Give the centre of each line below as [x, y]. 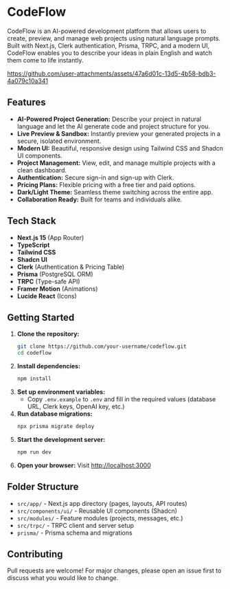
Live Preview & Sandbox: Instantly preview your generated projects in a [119, 133]
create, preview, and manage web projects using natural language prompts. [114, 38]
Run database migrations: [55, 414]
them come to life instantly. [45, 60]
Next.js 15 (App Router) [50, 237]
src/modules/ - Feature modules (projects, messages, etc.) [100, 518]
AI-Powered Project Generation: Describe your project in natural [109, 119]
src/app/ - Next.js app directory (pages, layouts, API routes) [102, 503]
